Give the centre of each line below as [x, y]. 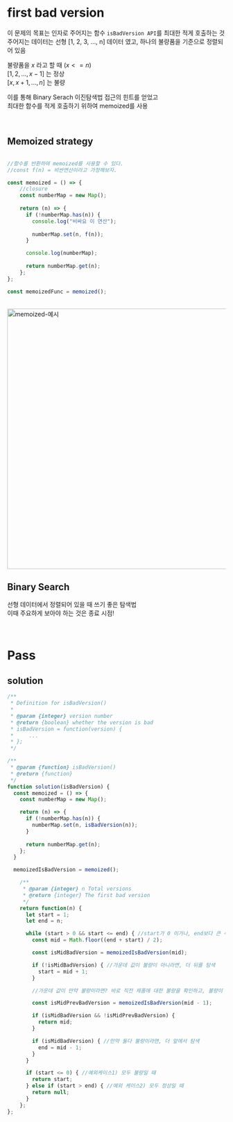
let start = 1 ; [48, 914]
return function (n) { [51, 908]
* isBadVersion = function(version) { [66, 729]
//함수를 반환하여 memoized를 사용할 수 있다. [65, 164]
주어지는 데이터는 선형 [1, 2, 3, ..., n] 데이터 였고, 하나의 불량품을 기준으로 [106, 41]
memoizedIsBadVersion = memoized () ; [66, 870]
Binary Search [38, 587]
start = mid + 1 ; [63, 971]
